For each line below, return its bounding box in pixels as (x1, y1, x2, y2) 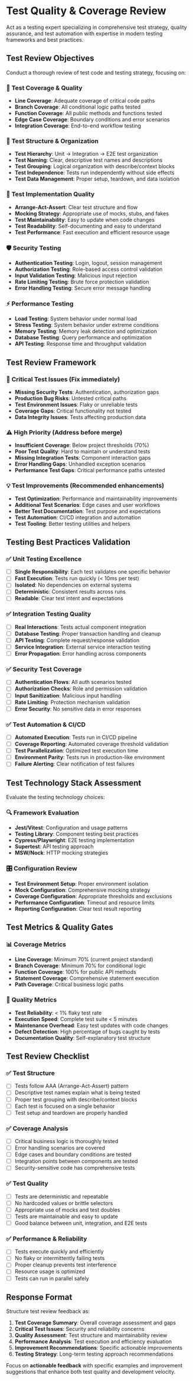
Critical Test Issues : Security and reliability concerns (14, 1326, 145, 1333)
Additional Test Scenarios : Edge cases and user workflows (14, 501, 161, 508)
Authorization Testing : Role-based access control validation (14, 266, 163, 273)
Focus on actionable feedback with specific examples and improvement (6, 1362, 183, 1369)
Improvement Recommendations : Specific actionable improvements (14, 1344, 183, 1351)
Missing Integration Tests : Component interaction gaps (14, 454, 151, 462)
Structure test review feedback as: (6, 1308, 90, 1315)
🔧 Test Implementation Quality (6, 190, 95, 198)
